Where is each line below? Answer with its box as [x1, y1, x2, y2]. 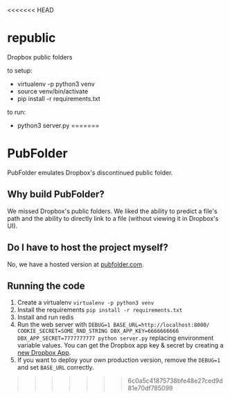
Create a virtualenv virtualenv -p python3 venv [17, 298, 154, 307]
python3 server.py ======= [17, 121, 100, 129]
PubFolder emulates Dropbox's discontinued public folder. [7, 168, 173, 177]
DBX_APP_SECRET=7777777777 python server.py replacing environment [17, 334, 214, 342]
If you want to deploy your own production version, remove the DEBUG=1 [17, 356, 220, 364]
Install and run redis [17, 313, 74, 321]
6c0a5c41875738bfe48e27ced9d [127, 377, 223, 385]
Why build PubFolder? [7, 188, 105, 200]
